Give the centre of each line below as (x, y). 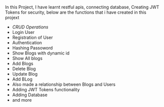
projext (12, 17)
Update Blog (25, 74)
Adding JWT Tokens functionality (46, 90)
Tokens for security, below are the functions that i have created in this (76, 12)
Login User (23, 32)
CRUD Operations (30, 27)
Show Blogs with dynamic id (41, 53)
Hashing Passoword (32, 48)
